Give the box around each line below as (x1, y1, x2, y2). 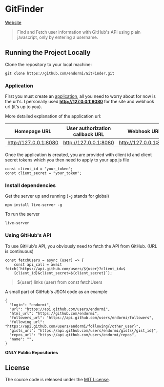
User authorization (66, 125, 111, 132)
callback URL (73, 131, 104, 138)
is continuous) (5, 248, 34, 254)
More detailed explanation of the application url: (5, 114, 102, 119)
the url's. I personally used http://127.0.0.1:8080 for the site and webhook (5, 99, 155, 105)
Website (5, 20, 22, 25)
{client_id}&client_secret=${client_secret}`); (14, 271, 112, 275)
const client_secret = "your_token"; (5, 171, 82, 176)
